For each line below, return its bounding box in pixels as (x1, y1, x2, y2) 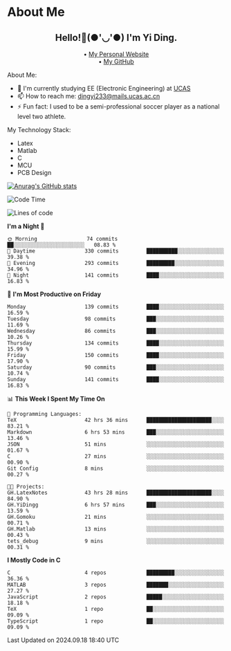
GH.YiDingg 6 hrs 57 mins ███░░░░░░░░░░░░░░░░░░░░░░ (7, 502, 225, 508)
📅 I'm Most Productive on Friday (7, 290, 102, 298)
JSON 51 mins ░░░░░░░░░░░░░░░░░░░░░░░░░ (7, 441, 225, 448)
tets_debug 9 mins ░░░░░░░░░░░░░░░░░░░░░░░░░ (7, 538, 225, 544)
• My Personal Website (83, 50, 149, 58)
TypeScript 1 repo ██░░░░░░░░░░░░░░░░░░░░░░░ (7, 618, 225, 625)
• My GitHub (98, 57, 134, 66)
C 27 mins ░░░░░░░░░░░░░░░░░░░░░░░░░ (7, 453, 225, 460)
